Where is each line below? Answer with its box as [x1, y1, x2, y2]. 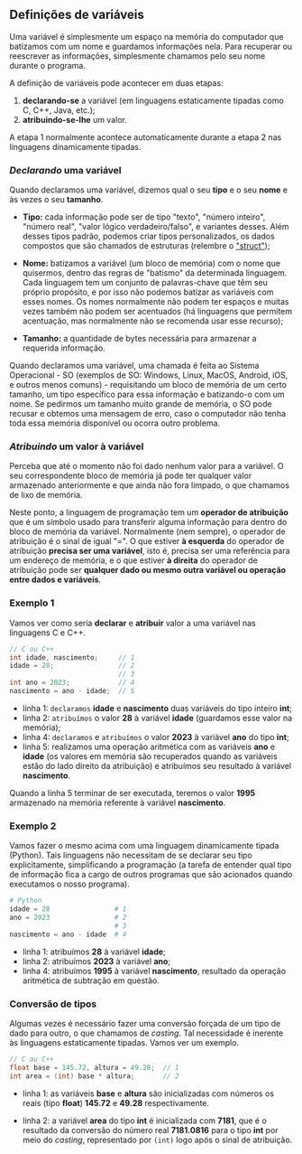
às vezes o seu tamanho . [9, 194, 104, 205]
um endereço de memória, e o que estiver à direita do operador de [9, 555, 259, 566]
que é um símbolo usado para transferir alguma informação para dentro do [9, 517, 288, 528]
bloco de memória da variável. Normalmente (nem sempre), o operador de [9, 526, 286, 537]
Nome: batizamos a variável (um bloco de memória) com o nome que [22, 258, 281, 269]
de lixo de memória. [9, 490, 83, 501]
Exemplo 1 [9, 596, 55, 609]
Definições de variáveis [9, 7, 144, 23]
